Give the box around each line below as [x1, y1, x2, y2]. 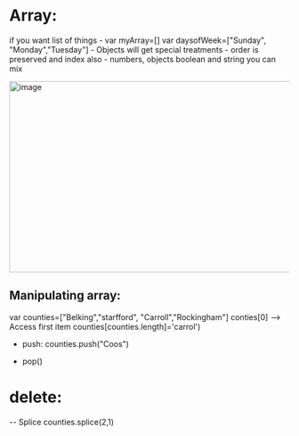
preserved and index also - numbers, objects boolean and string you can [9, 53, 277, 64]
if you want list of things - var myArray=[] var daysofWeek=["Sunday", [9, 35, 267, 45]
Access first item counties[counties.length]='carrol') [9, 321, 201, 332]
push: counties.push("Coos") [21, 338, 129, 349]
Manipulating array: [9, 288, 122, 303]
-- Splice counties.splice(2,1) [9, 416, 114, 427]
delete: [9, 387, 62, 407]
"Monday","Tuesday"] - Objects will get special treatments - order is [9, 44, 260, 54]
